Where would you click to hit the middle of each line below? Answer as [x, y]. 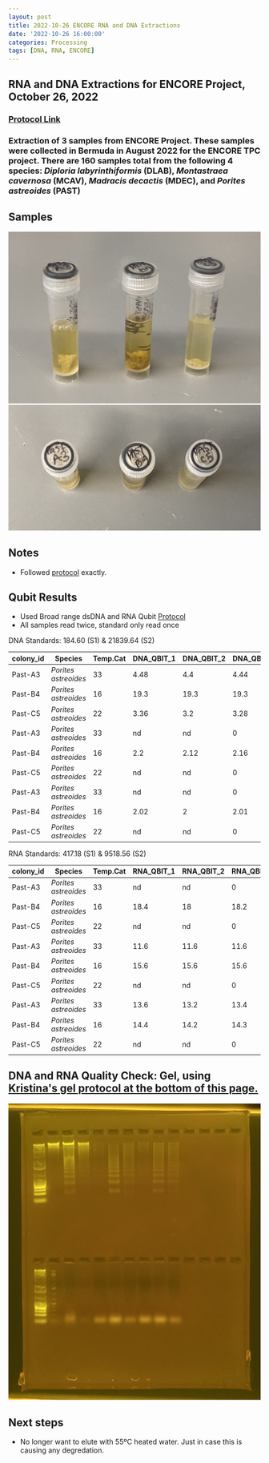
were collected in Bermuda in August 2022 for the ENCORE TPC [134, 151]
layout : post [30, 17]
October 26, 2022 [53, 96]
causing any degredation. [62, 1450]
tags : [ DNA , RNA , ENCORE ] [51, 51]
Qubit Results [43, 597]
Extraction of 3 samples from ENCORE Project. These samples [131, 141]
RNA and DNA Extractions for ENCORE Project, [127, 84]
